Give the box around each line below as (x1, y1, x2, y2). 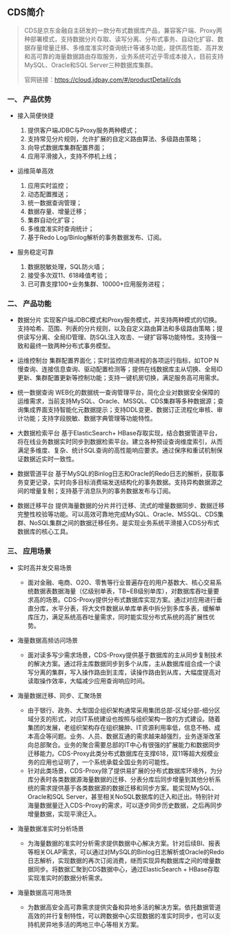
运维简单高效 (17, 167, 54, 175)
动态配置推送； (27, 190, 70, 198)
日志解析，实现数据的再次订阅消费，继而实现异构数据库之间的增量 (27, 856, 215, 865)
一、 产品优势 (7, 94, 52, 104)
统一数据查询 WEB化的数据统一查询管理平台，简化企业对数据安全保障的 (17, 388, 221, 397)
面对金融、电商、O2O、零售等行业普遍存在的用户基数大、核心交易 (27, 578, 216, 586)
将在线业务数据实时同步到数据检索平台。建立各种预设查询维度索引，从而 (17, 437, 223, 446)
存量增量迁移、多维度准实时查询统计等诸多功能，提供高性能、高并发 (30, 44, 224, 52)
